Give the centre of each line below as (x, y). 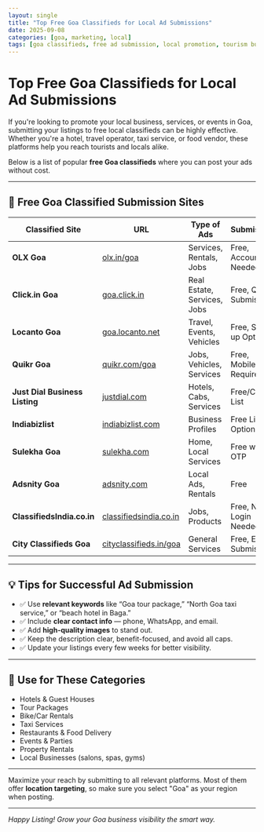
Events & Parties (46, 741)
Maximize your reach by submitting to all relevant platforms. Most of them (128, 780)
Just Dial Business (48, 392)
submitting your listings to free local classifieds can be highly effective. (123, 130)
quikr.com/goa (129, 364)
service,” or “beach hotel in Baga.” (75, 612)
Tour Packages (44, 707)
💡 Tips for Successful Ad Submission (101, 585)
